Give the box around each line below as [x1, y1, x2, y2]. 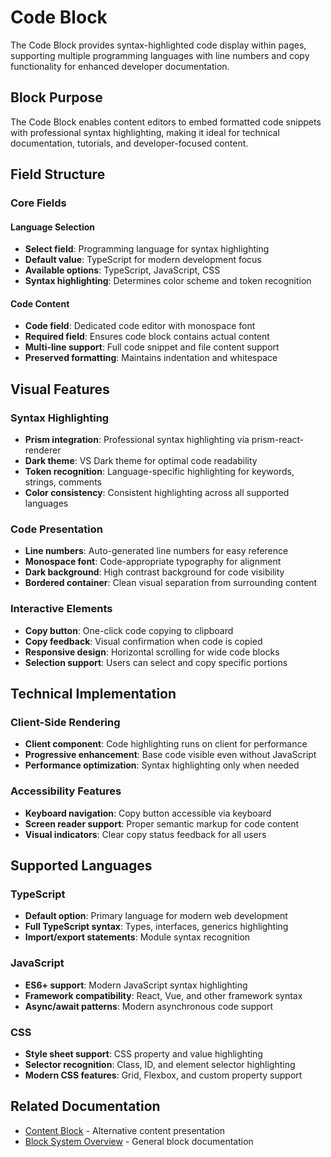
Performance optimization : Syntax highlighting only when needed [24, 759, 300, 771]
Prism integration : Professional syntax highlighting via [24, 434, 250, 446]
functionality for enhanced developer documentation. [10, 60, 230, 72]
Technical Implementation [10, 686, 177, 703]
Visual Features [10, 381, 110, 398]
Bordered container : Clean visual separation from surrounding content [24, 577, 318, 589]
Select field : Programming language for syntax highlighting [24, 243, 270, 255]
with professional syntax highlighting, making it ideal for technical [10, 126, 280, 138]
